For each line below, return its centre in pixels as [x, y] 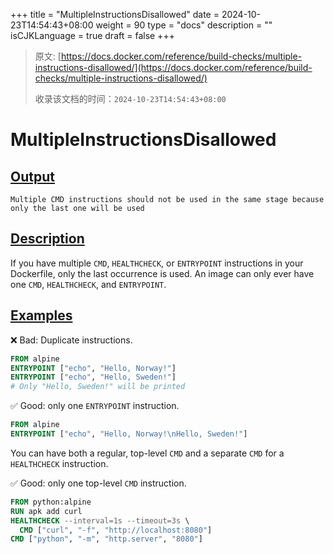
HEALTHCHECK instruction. [59, 463]
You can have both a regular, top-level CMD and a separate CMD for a [147, 453]
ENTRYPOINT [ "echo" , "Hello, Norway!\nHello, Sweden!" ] [129, 434]
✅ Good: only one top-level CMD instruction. [98, 483]
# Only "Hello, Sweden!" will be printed [98, 387]
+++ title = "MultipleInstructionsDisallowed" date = [115, 14]
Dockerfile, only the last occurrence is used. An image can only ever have [162, 273]
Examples [41, 315]
